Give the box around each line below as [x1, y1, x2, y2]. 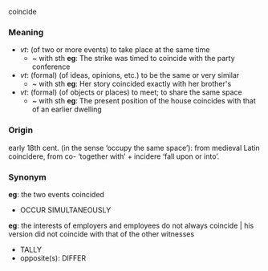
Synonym [8, 172, 47, 183]
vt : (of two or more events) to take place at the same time [19, 45, 210, 55]
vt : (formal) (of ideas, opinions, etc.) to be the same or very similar [19, 71, 240, 80]
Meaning [8, 26, 44, 38]
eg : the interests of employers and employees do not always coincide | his [8, 220, 254, 230]
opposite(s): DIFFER [19, 253, 87, 263]
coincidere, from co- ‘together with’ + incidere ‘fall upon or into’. [8, 152, 220, 161]
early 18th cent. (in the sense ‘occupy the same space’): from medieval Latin [8, 143, 261, 152]
